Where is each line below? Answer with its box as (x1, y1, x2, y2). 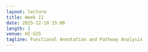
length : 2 (6, 25, 31, 32)
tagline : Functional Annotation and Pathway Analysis (6, 36, 143, 42)
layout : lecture (6, 8, 47, 15)
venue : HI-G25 (6, 31, 42, 37)
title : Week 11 (6, 14, 44, 20)
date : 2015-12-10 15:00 (6, 20, 66, 26)
